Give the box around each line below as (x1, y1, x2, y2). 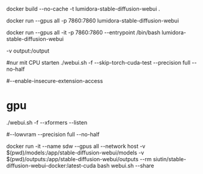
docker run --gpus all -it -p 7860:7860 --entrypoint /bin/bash (6, 29, 160, 36)
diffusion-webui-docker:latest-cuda (6, 162, 96, 169)
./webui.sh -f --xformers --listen (6, 118, 87, 126)
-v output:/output (6, 47, 50, 54)
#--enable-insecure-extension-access (6, 78, 104, 84)
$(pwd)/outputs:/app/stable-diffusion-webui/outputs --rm (6, 155, 152, 162)
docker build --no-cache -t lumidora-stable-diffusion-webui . (6, 5, 160, 12)
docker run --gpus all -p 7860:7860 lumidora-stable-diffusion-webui (6, 17, 179, 24)
